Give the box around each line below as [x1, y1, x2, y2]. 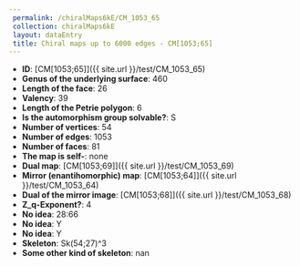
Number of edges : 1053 [21, 131, 113, 142]
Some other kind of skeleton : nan [21, 248, 150, 259]
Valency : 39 [21, 93, 69, 104]
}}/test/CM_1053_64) [21, 179, 99, 191]
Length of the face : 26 [21, 83, 109, 94]
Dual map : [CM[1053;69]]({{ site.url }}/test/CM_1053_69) [21, 160, 234, 171]
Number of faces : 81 [21, 141, 100, 152]
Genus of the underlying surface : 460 [21, 74, 168, 85]
